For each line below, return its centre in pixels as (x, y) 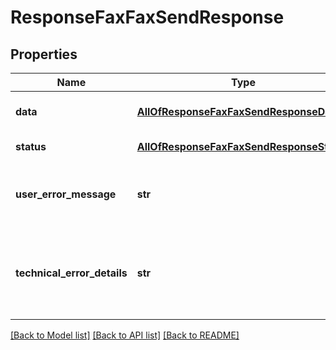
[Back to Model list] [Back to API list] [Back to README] (125, 335)
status (31, 146)
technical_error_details (71, 273)
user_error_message (66, 194)
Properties (44, 54)
